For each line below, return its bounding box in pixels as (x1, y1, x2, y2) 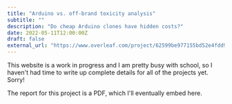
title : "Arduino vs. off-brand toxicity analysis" (7, 10, 156, 17)
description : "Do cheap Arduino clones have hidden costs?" (7, 23, 184, 30)
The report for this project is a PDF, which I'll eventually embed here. (7, 89, 202, 97)
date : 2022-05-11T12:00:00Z (7, 29, 88, 37)
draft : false (7, 36, 45, 43)
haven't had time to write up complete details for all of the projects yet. (7, 68, 209, 76)
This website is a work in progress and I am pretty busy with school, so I (7, 61, 213, 69)
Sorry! (7, 76, 26, 83)
